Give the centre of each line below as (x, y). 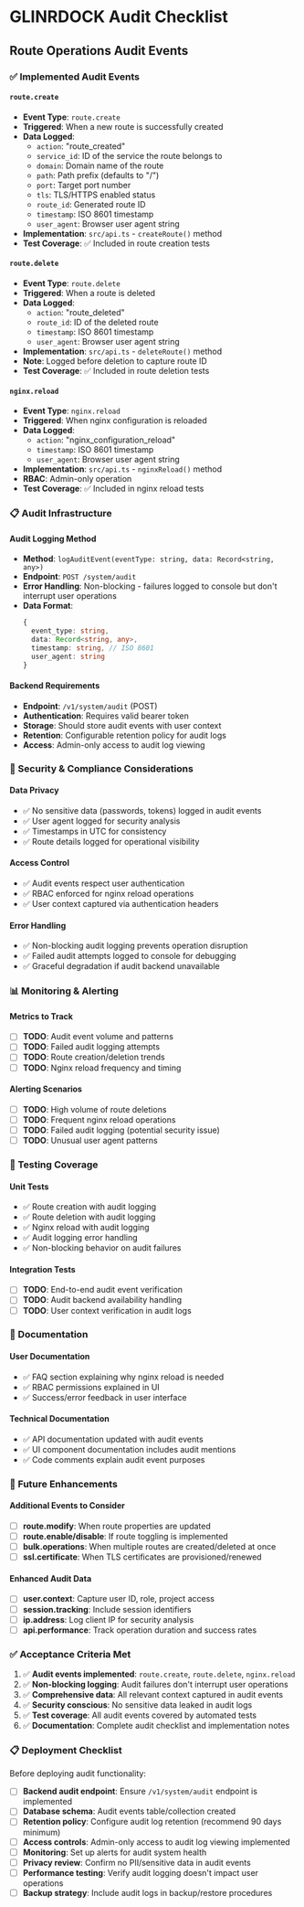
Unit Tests (29, 1187)
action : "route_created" (81, 146)
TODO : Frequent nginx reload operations (99, 1119)
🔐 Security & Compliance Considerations (101, 768)
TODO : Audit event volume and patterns (98, 1037)
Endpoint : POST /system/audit (79, 577)
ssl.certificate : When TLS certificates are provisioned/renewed (142, 1557)
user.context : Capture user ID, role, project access (118, 1599)
